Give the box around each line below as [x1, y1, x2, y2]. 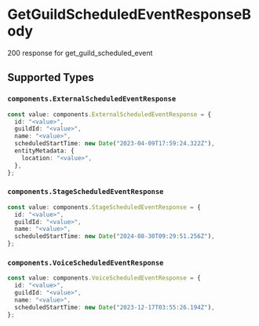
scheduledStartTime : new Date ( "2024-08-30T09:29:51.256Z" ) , [14, 233, 215, 240]
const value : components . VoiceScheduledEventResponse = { [7, 274, 201, 282]
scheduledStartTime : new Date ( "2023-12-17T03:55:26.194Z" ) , [14, 303, 215, 311]
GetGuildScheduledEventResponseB [7, 5, 252, 24]
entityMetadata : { [14, 147, 75, 155]
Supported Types [7, 71, 95, 84]
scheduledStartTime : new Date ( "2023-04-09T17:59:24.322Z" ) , [14, 140, 215, 148]
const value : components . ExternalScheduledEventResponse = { [7, 110, 212, 119]
